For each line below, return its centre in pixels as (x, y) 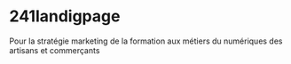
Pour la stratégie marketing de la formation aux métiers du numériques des (146, 41)
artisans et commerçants (55, 50)
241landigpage (65, 16)
